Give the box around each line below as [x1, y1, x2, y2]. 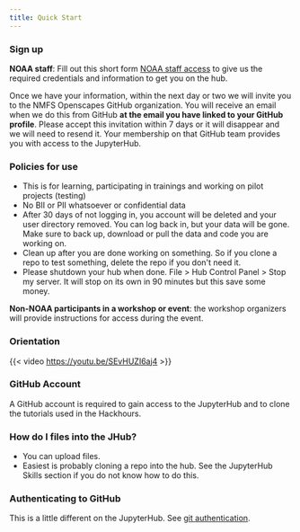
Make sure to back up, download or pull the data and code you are [22, 228, 269, 239]
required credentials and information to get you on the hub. [9, 73, 228, 84]
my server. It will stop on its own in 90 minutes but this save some [22, 276, 267, 288]
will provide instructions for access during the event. [9, 313, 204, 324]
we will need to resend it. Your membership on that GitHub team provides [9, 128, 281, 139]
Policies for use [9, 160, 79, 173]
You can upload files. [22, 451, 101, 462]
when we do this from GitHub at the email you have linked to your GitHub [9, 109, 284, 120]
